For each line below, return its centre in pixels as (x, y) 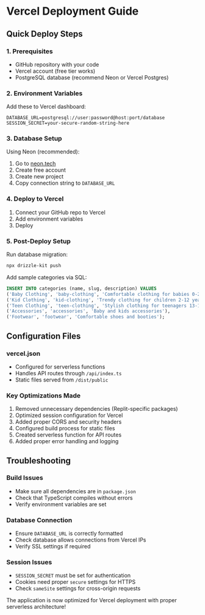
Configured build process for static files (65, 429)
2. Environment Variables (45, 93)
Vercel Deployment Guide (73, 11)
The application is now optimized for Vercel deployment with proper (92, 600)
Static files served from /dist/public (62, 380)
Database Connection (39, 520)
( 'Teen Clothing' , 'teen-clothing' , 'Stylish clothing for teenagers (97, 306)
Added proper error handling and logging (67, 441)
